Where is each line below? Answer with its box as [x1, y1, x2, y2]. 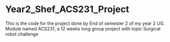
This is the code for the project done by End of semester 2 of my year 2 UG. [5, 20, 165, 26]
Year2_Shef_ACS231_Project [5, 4, 129, 15]
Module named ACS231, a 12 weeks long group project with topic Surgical [5, 25, 161, 31]
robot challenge [5, 31, 39, 37]
